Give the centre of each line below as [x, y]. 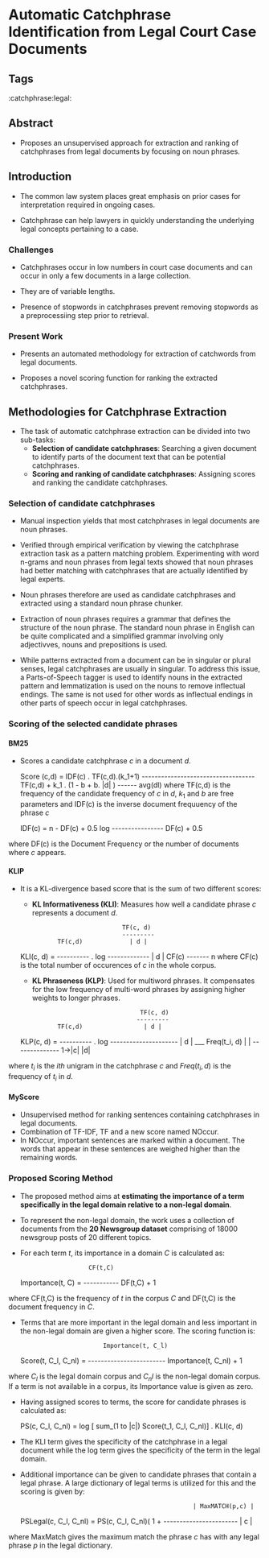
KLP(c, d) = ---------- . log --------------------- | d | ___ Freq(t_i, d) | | [135, 1042]
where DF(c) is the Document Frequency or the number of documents [124, 844]
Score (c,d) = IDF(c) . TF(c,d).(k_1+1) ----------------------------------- [137, 777]
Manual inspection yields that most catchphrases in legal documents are [140, 521]
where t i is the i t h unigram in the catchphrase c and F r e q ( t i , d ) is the [120, 1067]
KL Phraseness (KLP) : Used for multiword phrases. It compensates [143, 981]
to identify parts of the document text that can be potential [129, 457]
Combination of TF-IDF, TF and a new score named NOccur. [119, 1132]
